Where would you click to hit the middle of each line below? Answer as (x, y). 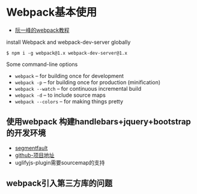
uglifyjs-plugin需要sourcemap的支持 (60, 162)
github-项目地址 (35, 155)
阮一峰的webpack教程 (42, 30)
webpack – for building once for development (69, 76)
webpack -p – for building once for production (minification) (88, 82)
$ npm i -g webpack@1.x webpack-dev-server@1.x (67, 53)
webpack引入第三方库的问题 (59, 183)
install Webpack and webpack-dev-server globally (68, 42)
